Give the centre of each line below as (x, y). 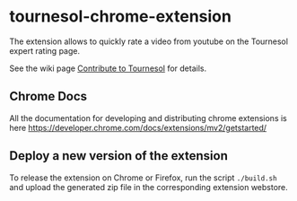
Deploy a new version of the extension (119, 156)
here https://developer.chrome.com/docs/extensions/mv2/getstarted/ (138, 127)
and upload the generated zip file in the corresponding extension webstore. (149, 187)
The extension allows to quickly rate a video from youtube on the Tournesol (149, 41)
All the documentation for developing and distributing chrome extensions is (148, 118)
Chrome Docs (48, 96)
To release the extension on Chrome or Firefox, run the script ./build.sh (143, 178)
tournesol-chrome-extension (120, 17)
